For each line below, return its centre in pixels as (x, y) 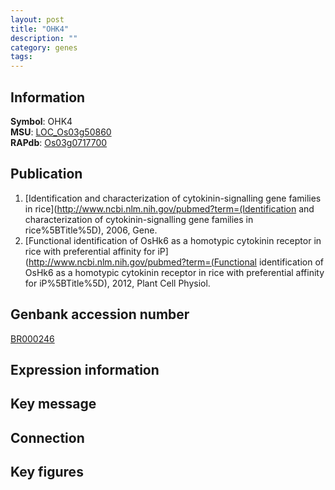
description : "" (44, 38)
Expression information (85, 369)
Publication (46, 174)
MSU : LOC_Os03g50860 (61, 132)
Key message (53, 404)
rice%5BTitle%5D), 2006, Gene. (91, 230)
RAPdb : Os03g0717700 (59, 142)
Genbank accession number (100, 314)
